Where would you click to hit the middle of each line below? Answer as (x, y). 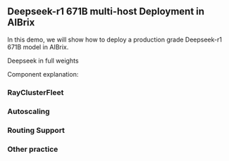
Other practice (33, 149)
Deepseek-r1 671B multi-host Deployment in (106, 12)
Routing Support (36, 130)
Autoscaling (29, 111)
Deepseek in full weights (43, 60)
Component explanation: (43, 74)
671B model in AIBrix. (38, 47)
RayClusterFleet (36, 92)
